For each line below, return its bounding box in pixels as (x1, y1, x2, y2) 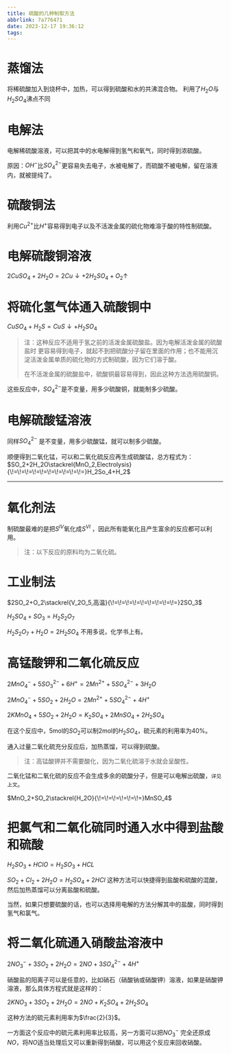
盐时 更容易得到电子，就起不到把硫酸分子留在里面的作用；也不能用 (23, 347, 212, 355)
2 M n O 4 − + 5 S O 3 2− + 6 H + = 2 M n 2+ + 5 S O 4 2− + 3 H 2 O (7, 678, 156, 689)
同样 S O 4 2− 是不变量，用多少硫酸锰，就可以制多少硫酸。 (7, 436, 165, 447)
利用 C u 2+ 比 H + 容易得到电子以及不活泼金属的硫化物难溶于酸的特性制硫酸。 (7, 221, 216, 230)
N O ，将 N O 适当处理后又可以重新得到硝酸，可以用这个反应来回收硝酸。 (7, 1038, 206, 1046)
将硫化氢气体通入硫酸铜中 (7, 299, 152, 315)
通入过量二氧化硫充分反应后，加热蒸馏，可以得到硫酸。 (7, 742, 163, 750)
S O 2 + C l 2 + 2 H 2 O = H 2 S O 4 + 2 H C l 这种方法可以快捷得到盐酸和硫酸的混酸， (7, 876, 221, 886)
